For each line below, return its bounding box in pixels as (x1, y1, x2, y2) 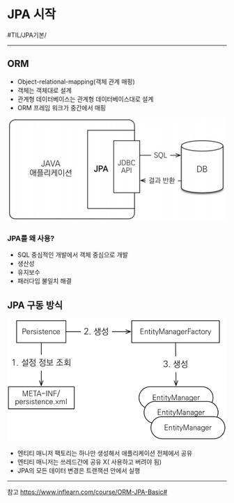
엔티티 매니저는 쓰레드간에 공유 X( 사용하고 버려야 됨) (17, 458, 162, 466)
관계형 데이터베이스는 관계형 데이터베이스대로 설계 (17, 95, 154, 103)
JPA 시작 (7, 6, 56, 22)
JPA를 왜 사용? (7, 233, 55, 243)
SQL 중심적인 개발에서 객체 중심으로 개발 (17, 250, 129, 259)
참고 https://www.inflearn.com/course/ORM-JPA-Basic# (7, 488, 168, 496)
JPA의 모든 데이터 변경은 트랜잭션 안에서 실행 (17, 466, 141, 474)
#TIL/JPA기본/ (7, 31, 47, 39)
